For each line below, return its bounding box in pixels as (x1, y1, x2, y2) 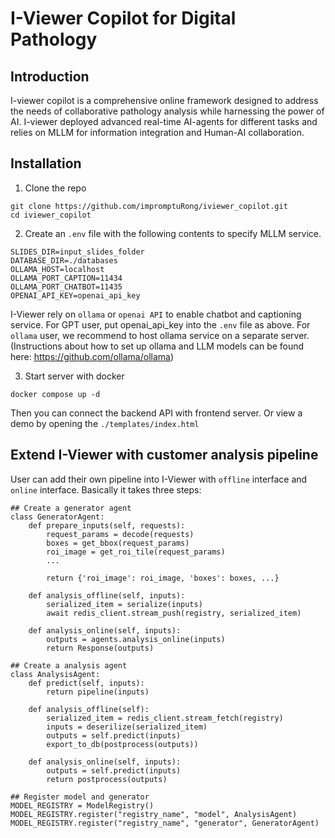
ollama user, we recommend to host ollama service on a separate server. (10, 329, 310, 341)
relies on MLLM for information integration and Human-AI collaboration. (10, 127, 305, 138)
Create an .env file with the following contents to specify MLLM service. (24, 227, 322, 239)
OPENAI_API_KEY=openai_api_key (10, 290, 141, 301)
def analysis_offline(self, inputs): (28, 590, 186, 601)
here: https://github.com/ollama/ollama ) (10, 350, 175, 362)
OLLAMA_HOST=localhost (10, 264, 105, 274)
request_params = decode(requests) (46, 529, 195, 539)
